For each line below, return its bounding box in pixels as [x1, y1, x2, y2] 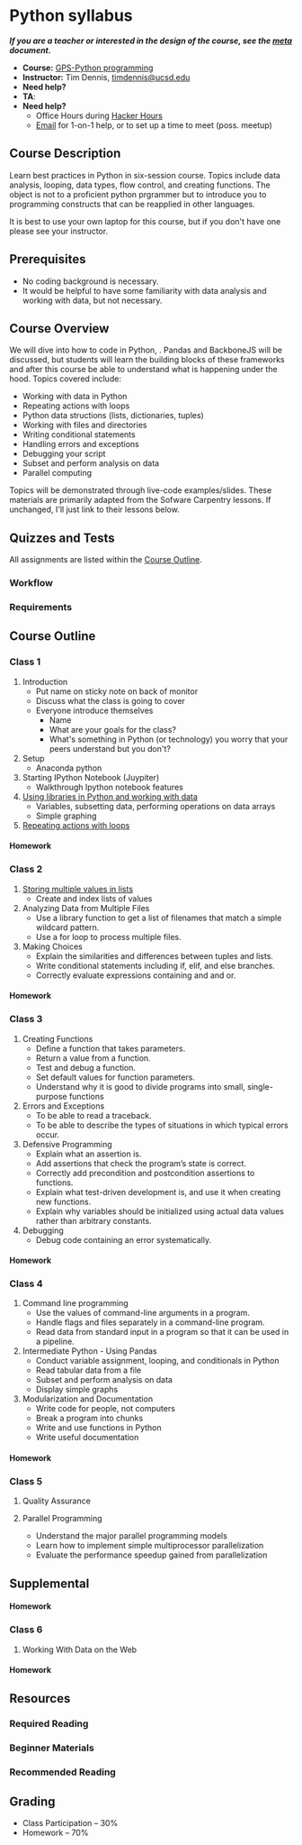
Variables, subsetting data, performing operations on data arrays [35, 800, 276, 811]
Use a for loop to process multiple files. [35, 931, 182, 942]
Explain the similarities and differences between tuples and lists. [35, 950, 274, 961]
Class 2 [9, 863, 43, 875]
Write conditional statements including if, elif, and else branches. [35, 960, 276, 971]
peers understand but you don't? [49, 743, 171, 754]
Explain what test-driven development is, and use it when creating [35, 1186, 281, 1197]
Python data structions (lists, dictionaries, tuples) [22, 410, 204, 421]
